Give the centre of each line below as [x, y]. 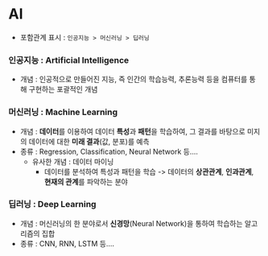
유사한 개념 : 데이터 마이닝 [73, 161]
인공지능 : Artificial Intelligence [69, 60]
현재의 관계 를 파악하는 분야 [86, 181]
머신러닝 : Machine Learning [63, 112]
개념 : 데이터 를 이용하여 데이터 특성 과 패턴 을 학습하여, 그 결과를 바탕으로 [132, 131]
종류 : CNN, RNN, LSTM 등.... [67, 243]
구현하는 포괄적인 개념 [63, 89]
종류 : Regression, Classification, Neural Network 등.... [109, 151]
